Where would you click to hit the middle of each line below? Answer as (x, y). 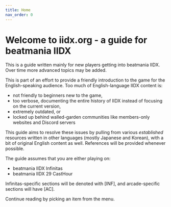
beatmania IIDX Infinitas (38, 168)
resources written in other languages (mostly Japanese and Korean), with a (84, 138)
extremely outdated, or (37, 112)
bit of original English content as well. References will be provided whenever (86, 143)
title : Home (18, 10)
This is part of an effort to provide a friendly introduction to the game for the (85, 80)
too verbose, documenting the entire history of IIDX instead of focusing (88, 101)
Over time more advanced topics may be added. (56, 70)
